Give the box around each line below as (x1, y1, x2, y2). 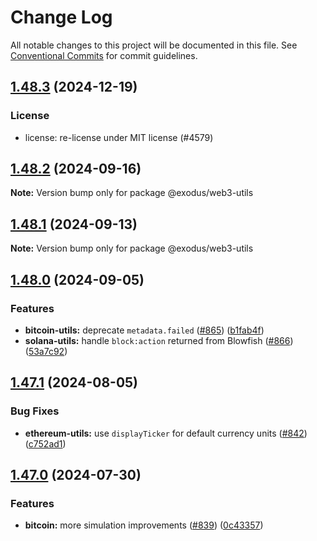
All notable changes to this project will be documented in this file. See (10, 39, 298, 51)
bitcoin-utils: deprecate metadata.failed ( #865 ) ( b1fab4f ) (24, 324, 265, 336)
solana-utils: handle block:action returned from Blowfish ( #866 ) (24, 334, 294, 346)
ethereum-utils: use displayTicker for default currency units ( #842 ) (24, 427, 308, 439)
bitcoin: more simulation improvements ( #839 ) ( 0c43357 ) (24, 519, 264, 531)
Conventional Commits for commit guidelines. (10, 49, 198, 61)
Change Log (10, 6, 113, 29)
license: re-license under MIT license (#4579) (24, 131, 214, 143)
